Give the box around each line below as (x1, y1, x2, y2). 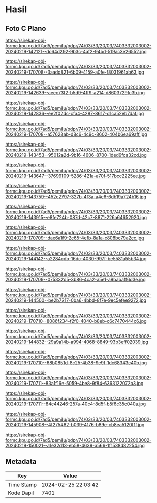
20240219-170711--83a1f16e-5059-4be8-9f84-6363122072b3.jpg (5, 380, 144, 386)
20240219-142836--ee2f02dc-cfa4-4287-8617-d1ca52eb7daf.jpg (5, 111, 144, 116)
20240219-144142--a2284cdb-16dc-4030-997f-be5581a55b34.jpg (5, 256, 147, 261)
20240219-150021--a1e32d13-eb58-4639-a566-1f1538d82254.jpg (5, 443, 145, 448)
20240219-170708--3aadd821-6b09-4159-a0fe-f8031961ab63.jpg (5, 69, 144, 75)
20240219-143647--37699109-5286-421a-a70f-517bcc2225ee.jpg (5, 173, 146, 179)
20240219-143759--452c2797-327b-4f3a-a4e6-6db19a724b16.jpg (5, 194, 146, 200)
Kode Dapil (8, 489, 34, 496)
